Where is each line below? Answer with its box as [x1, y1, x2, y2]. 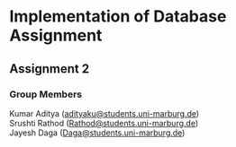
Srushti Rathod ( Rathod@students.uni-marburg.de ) [9, 117, 199, 128]
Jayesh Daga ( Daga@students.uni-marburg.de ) [9, 127, 186, 138]
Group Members [9, 88, 83, 100]
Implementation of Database [9, 6, 227, 27]
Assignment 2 [9, 61, 90, 76]
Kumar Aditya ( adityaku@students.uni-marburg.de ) [9, 108, 200, 118]
